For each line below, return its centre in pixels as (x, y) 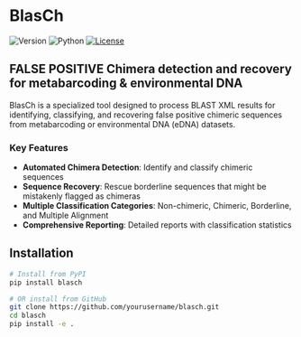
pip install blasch (46, 282)
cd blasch (28, 316)
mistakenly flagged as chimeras (82, 196)
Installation (41, 253)
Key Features (39, 147)
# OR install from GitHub (58, 299)
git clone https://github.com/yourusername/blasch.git (114, 307)
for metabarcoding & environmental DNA (126, 84)
